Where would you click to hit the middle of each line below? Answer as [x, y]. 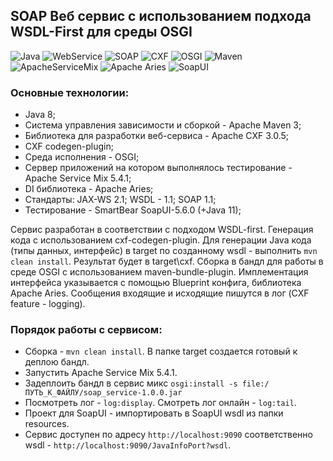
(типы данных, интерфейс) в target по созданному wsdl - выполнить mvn [164, 251]
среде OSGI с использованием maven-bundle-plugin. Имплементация [159, 272]
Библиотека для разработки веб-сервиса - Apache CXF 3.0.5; [157, 136]
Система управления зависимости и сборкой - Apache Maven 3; [163, 125]
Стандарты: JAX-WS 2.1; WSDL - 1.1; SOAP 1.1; [120, 200]
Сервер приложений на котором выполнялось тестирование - [158, 168]
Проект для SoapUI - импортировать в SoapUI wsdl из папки [154, 413]
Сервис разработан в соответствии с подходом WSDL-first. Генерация [162, 230]
